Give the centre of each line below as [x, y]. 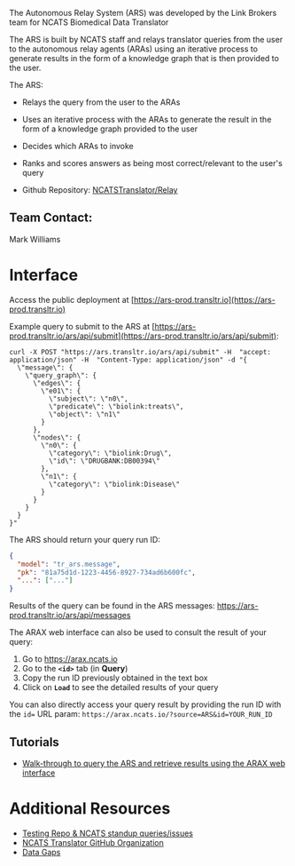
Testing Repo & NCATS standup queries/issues [107, 833]
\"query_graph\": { [61, 375]
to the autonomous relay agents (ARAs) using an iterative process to [134, 49]
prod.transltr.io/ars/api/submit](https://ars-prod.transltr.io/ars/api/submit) [143, 336]
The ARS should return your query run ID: [85, 539]
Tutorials [34, 742]
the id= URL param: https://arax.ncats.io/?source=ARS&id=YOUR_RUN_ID [141, 714]
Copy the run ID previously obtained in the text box [115, 678]
